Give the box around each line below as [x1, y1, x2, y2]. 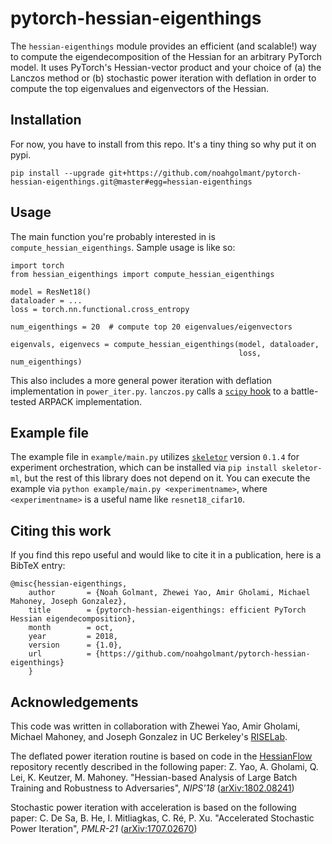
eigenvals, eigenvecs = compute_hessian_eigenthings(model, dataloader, [10, 339, 320, 349]
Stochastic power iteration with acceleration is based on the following [10, 802, 297, 813]
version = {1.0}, [28, 640, 123, 651]
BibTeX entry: [10, 560, 66, 572]
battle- [290, 385, 319, 397]
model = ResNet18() [10, 287, 92, 297]
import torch [10, 260, 65, 271]
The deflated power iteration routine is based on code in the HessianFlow [10, 750, 313, 762]
